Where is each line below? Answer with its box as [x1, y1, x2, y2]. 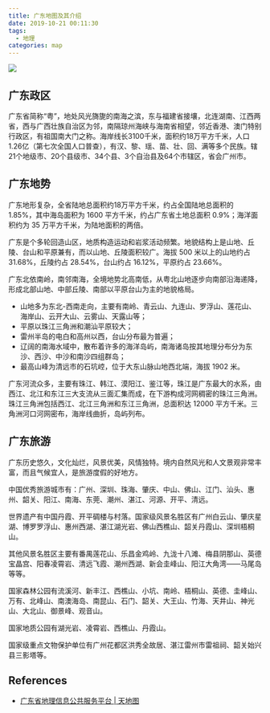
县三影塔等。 [8, 650, 51, 659]
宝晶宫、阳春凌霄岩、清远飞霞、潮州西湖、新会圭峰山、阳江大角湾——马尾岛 [8, 559, 262, 568]
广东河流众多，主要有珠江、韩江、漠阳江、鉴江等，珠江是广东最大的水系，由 [8, 378, 262, 388]
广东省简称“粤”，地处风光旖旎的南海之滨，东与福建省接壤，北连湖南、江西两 [8, 111, 261, 120]
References [8, 674, 67, 687]
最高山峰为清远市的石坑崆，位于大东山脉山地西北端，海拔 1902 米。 [19, 361, 245, 371]
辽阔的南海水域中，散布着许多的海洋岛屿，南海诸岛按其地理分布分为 [19, 341, 246, 351]
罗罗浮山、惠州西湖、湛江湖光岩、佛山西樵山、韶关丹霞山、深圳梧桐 [29, 521, 255, 531]
